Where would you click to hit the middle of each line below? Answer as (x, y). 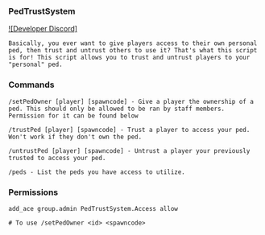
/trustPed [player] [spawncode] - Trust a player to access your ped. (129, 130)
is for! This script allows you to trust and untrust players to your (129, 58)
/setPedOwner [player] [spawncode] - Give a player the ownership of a (131, 101)
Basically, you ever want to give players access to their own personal (133, 43)
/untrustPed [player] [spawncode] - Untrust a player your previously (129, 150)
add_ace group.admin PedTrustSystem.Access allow (93, 208)
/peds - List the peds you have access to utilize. (97, 172)
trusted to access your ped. (57, 158)
